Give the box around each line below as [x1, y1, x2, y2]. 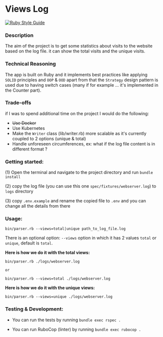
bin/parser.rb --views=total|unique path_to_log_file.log [5, 226, 126, 231]
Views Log [5, 3, 49, 15]
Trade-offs [5, 99, 31, 106]
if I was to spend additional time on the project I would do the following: [5, 110, 149, 116]
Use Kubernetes [12, 125, 45, 131]
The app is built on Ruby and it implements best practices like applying [5, 72, 148, 77]
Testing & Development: [5, 306, 64, 313]
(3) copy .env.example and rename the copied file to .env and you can [5, 198, 146, 204]
